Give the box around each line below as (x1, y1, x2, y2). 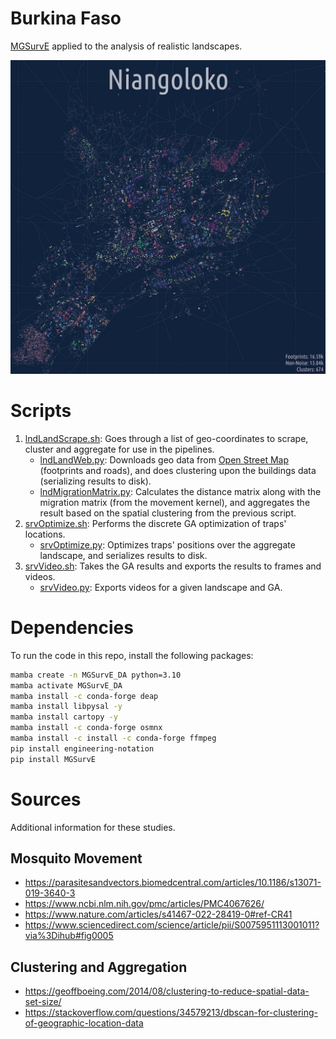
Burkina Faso (10, 7, 122, 30)
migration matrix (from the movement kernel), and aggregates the (39, 496, 311, 508)
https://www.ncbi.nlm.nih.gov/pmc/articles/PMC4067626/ (24, 898, 265, 910)
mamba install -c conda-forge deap (10, 691, 159, 701)
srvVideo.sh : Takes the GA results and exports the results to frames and (24, 560, 322, 572)
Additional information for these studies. (10, 821, 176, 833)
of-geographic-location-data (24, 1017, 144, 1029)
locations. (24, 528, 66, 540)
